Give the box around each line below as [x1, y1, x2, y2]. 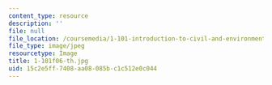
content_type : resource [8, 11, 89, 20]
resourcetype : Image [8, 49, 79, 57]
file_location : [8, 34, 60, 43]
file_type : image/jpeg [8, 42, 85, 50]
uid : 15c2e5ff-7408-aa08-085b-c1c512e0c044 [8, 65, 158, 73]
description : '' [8, 19, 63, 28]
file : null [8, 27, 45, 35]
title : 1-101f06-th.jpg [8, 57, 89, 66]
